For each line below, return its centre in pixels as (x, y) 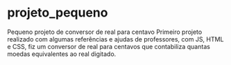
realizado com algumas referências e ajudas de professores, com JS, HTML (115, 39)
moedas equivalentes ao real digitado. (62, 54)
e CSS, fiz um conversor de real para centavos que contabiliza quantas (109, 46)
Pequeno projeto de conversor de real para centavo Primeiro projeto (105, 32)
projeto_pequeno (58, 13)
